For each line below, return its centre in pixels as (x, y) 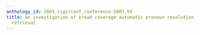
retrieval (24, 23)
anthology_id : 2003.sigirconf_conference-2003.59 (69, 12)
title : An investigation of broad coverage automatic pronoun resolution (100, 17)
